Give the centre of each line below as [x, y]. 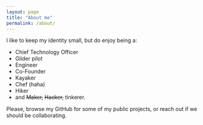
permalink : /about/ [31, 23]
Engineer [26, 65]
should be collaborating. [36, 115]
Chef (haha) [30, 84]
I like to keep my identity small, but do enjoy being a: [72, 41]
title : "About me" [29, 18]
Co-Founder [30, 72]
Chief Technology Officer [47, 52]
